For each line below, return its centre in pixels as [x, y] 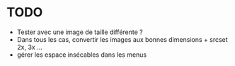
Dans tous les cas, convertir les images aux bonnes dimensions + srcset [122, 39]
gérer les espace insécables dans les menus [81, 55]
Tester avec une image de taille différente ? [80, 32]
